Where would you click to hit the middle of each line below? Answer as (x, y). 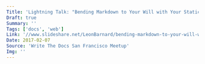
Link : (13, 35)
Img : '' (16, 52)
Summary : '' (21, 23)
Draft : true (21, 18)
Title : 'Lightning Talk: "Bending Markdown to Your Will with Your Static (103, 12)
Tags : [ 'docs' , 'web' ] (35, 29)
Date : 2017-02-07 (28, 40)
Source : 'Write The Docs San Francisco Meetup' (68, 46)
